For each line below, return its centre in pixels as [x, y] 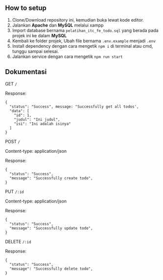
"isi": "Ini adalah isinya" [42, 124]
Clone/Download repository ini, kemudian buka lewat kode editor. [78, 20]
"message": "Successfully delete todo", [51, 269]
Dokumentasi [26, 72]
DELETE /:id [18, 241]
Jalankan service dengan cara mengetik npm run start [68, 56]
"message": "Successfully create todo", [51, 178]
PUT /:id [14, 192]
